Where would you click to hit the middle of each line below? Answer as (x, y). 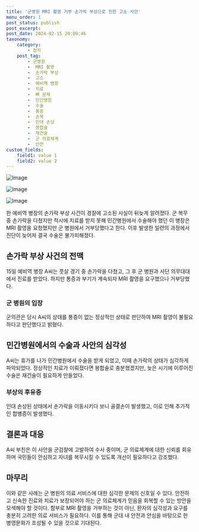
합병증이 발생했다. (33, 414)
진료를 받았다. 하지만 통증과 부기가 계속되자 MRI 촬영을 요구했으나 (93, 279)
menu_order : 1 (24, 17)
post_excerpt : (24, 28)
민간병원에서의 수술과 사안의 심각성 (67, 345)
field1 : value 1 (37, 155)
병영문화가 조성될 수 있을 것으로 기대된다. (54, 523)
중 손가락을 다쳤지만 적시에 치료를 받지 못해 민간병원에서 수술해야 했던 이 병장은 (98, 221)
